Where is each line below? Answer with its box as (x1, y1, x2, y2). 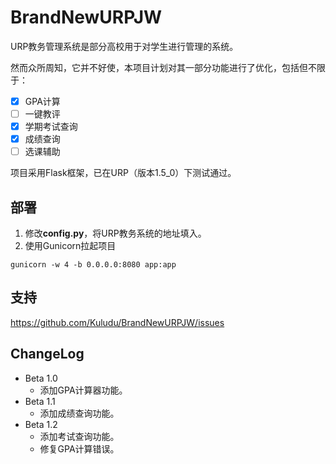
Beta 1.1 (24, 395, 56, 407)
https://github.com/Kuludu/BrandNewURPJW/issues (10, 316, 225, 328)
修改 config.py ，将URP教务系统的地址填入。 (24, 227, 207, 240)
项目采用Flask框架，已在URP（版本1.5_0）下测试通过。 (10, 167, 237, 179)
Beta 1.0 (24, 372, 58, 384)
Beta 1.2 (24, 418, 58, 430)
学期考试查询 (24, 121, 78, 133)
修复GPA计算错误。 (39, 442, 120, 455)
